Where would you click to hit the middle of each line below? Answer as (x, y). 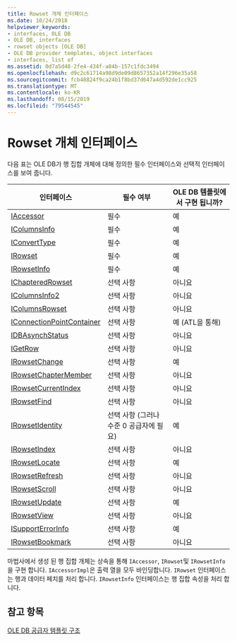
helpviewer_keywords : (39, 27)
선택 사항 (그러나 (134, 415)
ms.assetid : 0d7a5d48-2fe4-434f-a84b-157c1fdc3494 (83, 66)
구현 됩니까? (204, 202)
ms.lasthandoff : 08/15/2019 (49, 100)
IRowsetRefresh (37, 476)
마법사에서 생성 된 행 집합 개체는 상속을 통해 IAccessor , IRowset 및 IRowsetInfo (116, 561)
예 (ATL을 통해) (197, 322)
